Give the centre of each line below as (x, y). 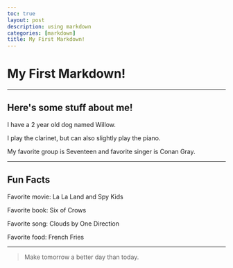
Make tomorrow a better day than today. (81, 257)
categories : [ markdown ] (42, 33)
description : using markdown (49, 26)
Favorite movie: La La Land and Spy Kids (65, 196)
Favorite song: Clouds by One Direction (63, 224)
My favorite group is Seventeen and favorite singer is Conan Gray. (101, 151)
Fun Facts (29, 180)
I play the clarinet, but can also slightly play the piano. (84, 138)
